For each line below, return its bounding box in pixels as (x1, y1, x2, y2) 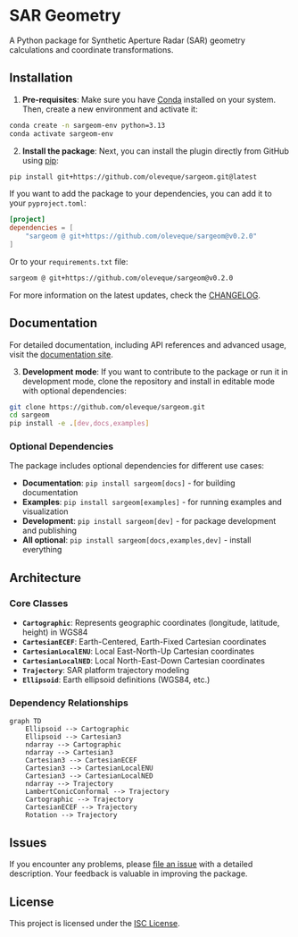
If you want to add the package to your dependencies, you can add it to (9, 189, 272, 199)
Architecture (9, 570, 82, 586)
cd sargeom (9, 410, 50, 420)
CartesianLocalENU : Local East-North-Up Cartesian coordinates (21, 646, 255, 657)
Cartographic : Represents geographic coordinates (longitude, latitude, (21, 618, 280, 629)
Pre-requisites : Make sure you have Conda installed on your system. (21, 94, 277, 105)
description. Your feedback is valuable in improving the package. (9, 868, 248, 879)
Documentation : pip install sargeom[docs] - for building (21, 477, 236, 488)
